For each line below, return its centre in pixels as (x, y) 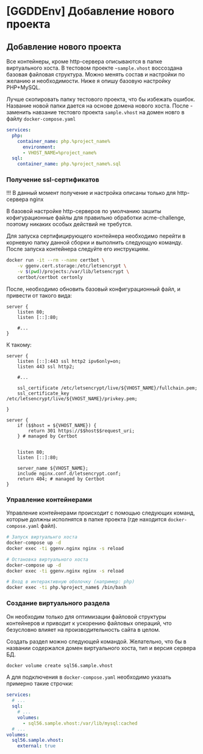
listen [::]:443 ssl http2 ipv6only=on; (69, 361)
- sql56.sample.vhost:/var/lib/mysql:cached (80, 723)
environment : (39, 147)
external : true (37, 746)
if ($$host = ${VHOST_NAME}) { (57, 425)
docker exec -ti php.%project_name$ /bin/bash (66, 588)
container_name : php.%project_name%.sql (69, 164)
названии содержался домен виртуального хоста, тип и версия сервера (101, 648)
